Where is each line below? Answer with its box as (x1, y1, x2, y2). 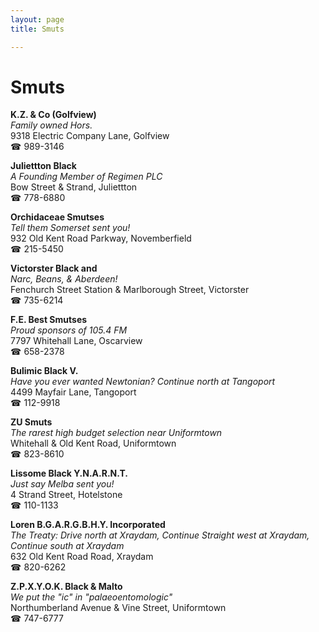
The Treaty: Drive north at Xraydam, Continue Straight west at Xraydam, (10, 529, 310, 541)
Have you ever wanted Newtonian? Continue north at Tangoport (10, 376, 276, 388)
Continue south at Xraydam (10, 540, 125, 552)
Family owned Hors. (10, 119, 93, 131)
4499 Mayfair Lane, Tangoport (10, 386, 137, 398)
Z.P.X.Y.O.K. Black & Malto (10, 581, 123, 593)
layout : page (10, 14, 65, 25)
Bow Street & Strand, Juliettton (10, 181, 138, 193)
